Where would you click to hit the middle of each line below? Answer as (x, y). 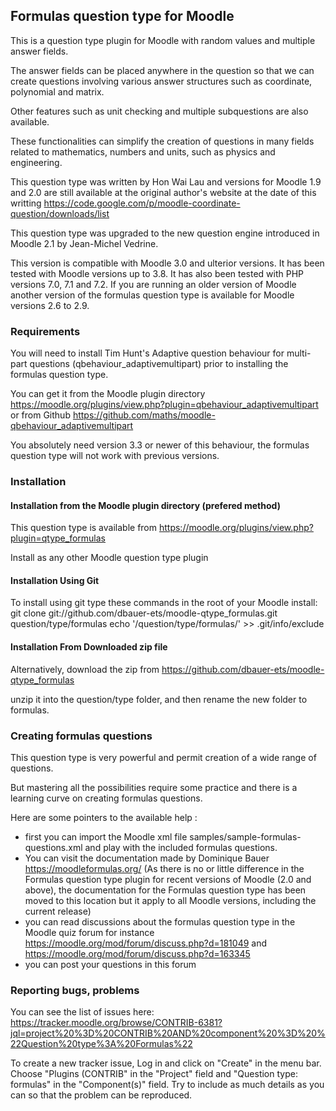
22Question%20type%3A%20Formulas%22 (101, 1044)
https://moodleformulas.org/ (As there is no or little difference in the (164, 868)
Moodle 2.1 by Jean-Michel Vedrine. (84, 243)
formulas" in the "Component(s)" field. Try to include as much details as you (167, 1085)
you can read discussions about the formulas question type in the (160, 921)
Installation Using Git (55, 580)
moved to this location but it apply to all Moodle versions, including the (170, 900)
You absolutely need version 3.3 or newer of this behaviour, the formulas (160, 445)
